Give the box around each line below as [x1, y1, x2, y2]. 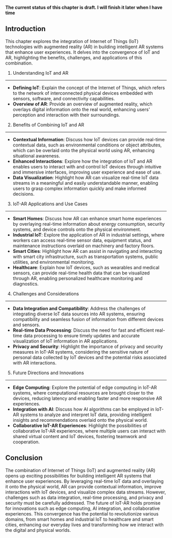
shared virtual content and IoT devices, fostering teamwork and [12, 433, 147, 439]
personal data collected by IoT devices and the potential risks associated [12, 354, 166, 360]
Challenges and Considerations [12, 290, 79, 296]
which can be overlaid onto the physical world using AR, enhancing [12, 147, 155, 153]
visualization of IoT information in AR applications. [12, 338, 119, 344]
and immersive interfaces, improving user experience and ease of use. [12, 169, 162, 175]
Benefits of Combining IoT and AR [12, 121, 84, 127]
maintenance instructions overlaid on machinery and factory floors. [12, 243, 155, 249]
